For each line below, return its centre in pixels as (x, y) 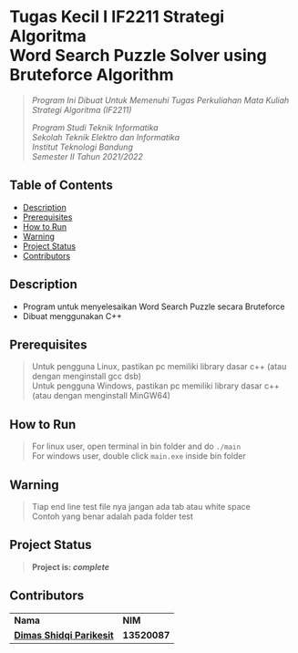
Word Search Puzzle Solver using (138, 56)
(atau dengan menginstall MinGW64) (101, 396)
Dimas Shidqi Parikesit (64, 635)
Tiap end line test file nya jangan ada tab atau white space (141, 507)
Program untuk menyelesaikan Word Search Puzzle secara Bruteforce (154, 306)
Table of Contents (62, 186)
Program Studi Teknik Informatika (95, 127)
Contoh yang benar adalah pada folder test (113, 516)
